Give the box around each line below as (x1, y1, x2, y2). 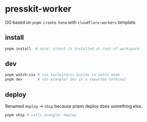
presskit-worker (5, 3, 72, 15)
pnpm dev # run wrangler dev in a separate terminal (5, 77, 127, 82)
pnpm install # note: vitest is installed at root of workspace (5, 46, 139, 51)
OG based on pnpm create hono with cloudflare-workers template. (5, 19, 137, 25)
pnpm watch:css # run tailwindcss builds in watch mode (5, 73, 120, 77)
